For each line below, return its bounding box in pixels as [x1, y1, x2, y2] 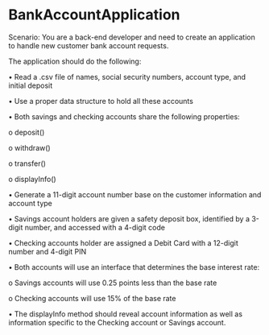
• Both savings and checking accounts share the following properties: [8, 111, 240, 122]
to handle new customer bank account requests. [8, 40, 169, 50]
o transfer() [8, 159, 47, 168]
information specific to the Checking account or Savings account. [8, 317, 226, 327]
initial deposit [8, 81, 53, 90]
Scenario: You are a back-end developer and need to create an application [8, 32, 255, 42]
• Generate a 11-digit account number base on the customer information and [8, 189, 262, 199]
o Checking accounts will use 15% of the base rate [8, 293, 176, 303]
